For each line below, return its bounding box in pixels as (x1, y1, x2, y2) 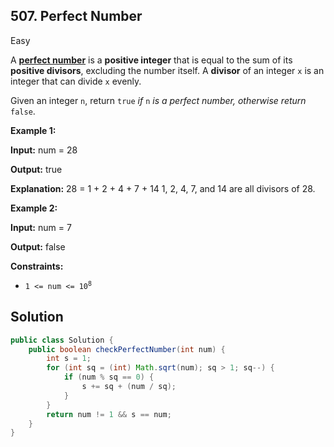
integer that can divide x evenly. (10, 75, 142, 87)
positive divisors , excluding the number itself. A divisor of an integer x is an (10, 64, 325, 76)
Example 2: (10, 202, 58, 214)
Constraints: (10, 260, 64, 272)
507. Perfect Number (10, 8, 143, 25)
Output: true (10, 163, 63, 175)
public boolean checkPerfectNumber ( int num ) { (28, 344, 226, 354)
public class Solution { (10, 335, 114, 345)
